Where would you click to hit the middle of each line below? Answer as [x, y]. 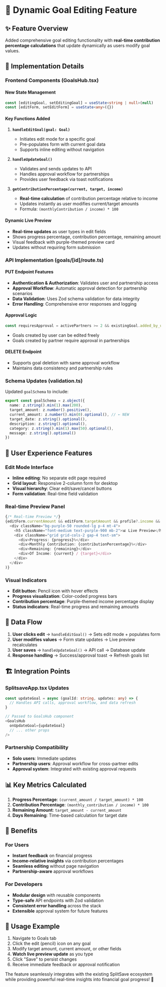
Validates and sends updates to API [56, 169]
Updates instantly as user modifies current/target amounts [79, 204]
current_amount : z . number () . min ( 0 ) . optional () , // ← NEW [69, 415]
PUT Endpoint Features [29, 272]
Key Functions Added [28, 118]
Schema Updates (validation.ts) [44, 381]
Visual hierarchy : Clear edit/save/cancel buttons [62, 488]
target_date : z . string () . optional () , [48, 419]
